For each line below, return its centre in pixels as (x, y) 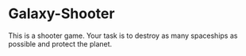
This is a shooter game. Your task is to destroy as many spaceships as (123, 35)
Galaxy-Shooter (61, 14)
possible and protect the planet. (60, 43)
